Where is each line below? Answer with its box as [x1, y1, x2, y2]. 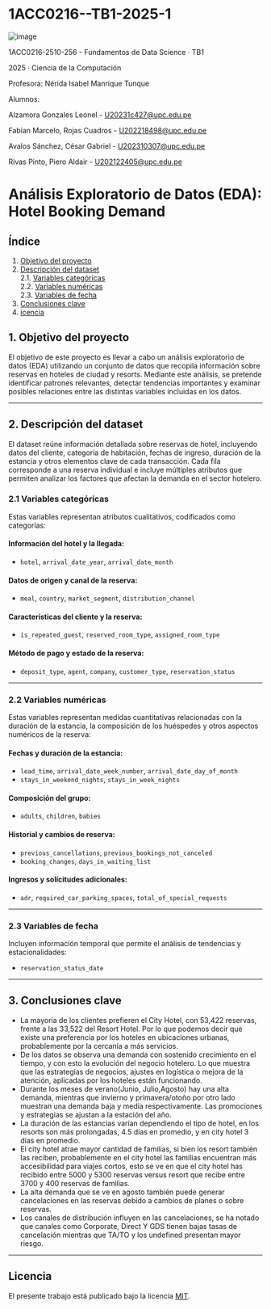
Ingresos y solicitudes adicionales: [8, 874, 127, 885]
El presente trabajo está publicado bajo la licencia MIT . [8, 1290, 190, 1301]
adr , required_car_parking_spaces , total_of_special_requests [19, 892, 227, 902]
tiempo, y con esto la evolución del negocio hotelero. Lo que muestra [19, 1058, 251, 1067]
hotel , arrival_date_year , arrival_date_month [19, 557, 173, 566]
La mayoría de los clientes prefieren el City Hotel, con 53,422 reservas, [19, 1015, 257, 1025]
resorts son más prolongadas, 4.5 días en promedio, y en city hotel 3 [19, 1126, 249, 1136]
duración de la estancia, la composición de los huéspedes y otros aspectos [8, 721, 259, 730]
